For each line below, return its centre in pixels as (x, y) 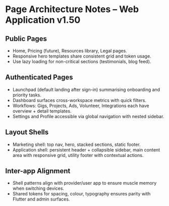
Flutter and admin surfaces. (41, 199)
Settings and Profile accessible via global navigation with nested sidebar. (88, 116)
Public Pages (26, 39)
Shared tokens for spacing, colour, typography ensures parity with (81, 194)
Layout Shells (27, 132)
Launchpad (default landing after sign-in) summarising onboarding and (86, 89)
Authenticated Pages (39, 78)
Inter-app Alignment (38, 171)
